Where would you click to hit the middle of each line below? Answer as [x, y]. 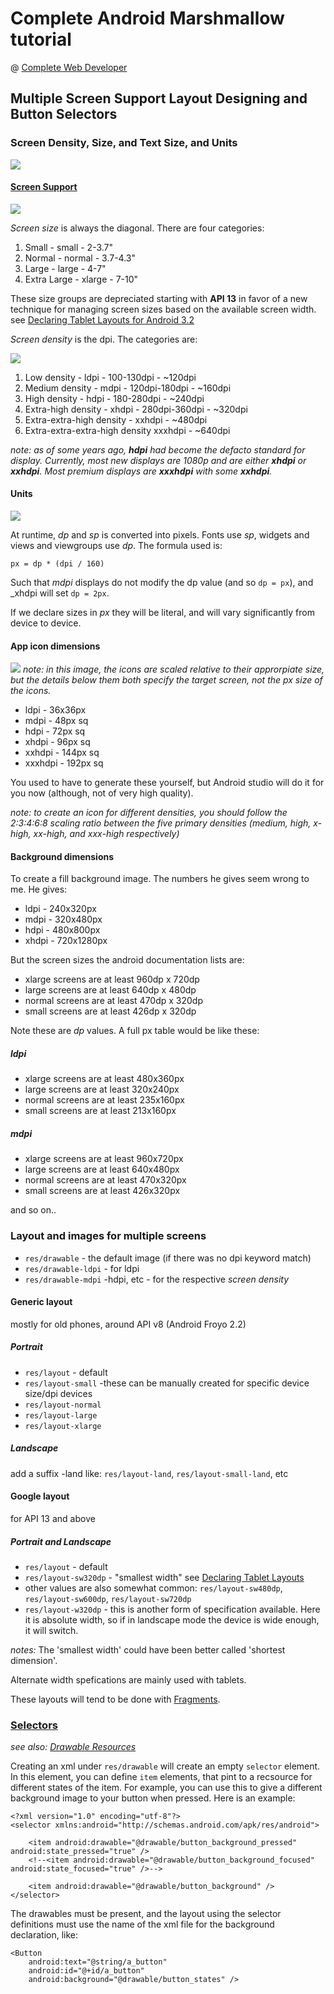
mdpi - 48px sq [56, 721]
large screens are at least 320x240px [102, 1089]
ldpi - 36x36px [55, 710]
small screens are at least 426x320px [102, 1191]
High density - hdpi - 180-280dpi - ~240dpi [114, 398]
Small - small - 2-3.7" [69, 247]
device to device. [46, 623]
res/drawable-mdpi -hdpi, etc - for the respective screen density [157, 1279]
